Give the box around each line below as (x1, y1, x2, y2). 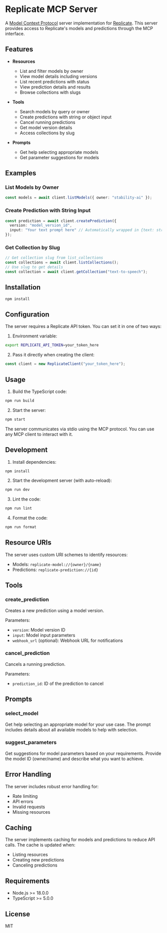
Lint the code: (12, 496, 41, 502)
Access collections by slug (19, 130, 75, 136)
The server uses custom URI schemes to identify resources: (5, 552, 128, 558)
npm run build (5, 398, 35, 403)
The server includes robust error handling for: (5, 783, 99, 789)
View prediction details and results (19, 84, 91, 90)
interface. (5, 30, 25, 36)
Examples (5, 169, 36, 178)
